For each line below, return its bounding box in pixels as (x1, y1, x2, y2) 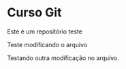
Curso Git (7, 5, 62, 20)
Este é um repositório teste (7, 27, 83, 36)
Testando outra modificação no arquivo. (7, 53, 119, 62)
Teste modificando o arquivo (7, 40, 87, 49)
